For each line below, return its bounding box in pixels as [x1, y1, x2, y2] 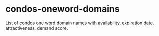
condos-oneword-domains [5, 3, 120, 15]
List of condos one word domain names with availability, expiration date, [5, 20, 154, 26]
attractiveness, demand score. [5, 25, 68, 31]
